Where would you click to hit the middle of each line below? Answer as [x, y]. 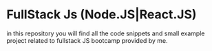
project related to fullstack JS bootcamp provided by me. [87, 40]
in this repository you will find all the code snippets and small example [106, 33]
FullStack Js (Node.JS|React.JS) [102, 15]
